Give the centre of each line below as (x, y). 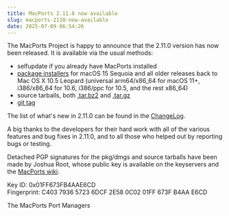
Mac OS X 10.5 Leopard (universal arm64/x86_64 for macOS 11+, (108, 81)
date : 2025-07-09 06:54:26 (46, 26)
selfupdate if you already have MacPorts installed (87, 67)
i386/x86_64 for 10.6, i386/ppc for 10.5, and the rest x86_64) (103, 88)
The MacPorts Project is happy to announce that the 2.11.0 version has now (113, 46)
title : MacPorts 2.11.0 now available (62, 13)
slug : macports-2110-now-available (58, 20)
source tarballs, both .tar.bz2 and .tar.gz (73, 95)
